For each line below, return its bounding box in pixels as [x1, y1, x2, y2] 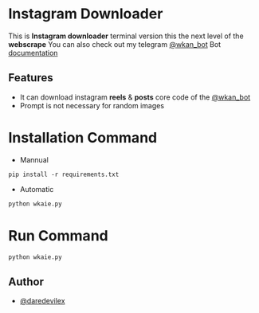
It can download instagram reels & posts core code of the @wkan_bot [19, 92, 251, 102]
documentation [8, 48, 58, 57]
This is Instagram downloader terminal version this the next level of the [8, 31, 245, 41]
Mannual [19, 155, 49, 164]
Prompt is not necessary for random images [19, 100, 165, 110]
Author [8, 275, 44, 288]
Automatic [19, 184, 54, 194]
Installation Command [8, 128, 158, 147]
